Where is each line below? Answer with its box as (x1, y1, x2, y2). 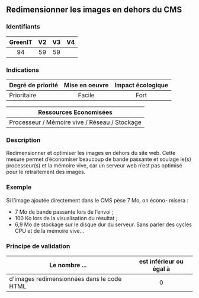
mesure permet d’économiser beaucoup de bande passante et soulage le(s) (6, 156, 191, 163)
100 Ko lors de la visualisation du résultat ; (14, 214, 118, 221)
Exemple (6, 183, 32, 192)
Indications (6, 65, 40, 74)
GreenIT (9, 38, 33, 46)
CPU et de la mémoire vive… (14, 227, 85, 234)
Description (6, 136, 41, 144)
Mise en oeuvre (64, 81, 109, 89)
